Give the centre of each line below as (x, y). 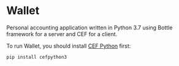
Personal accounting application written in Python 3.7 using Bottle (89, 28)
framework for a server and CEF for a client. (62, 34)
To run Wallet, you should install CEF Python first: (69, 46)
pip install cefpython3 (37, 57)
